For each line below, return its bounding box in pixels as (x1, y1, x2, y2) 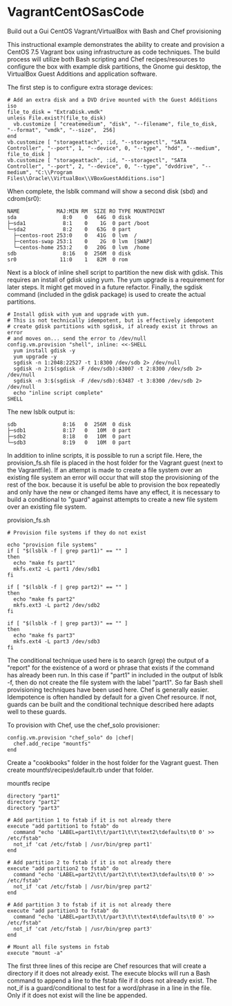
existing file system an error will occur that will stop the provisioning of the (7, 473, 220, 481)
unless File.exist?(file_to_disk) (7, 115, 107, 122)
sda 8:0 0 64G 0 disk (7, 213, 131, 221)
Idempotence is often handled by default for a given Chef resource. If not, (7, 693, 217, 701)
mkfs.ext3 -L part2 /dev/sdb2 (13, 601, 100, 608)
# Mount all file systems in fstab (7, 943, 110, 950)
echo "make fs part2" (13, 595, 76, 603)
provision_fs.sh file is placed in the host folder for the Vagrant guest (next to (7, 458, 223, 467)
